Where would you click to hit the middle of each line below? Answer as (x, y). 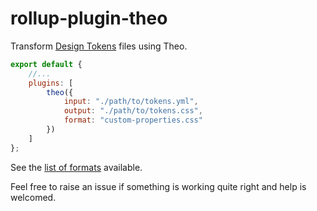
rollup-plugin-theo (89, 18)
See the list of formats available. (76, 167)
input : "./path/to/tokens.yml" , (131, 102)
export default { (46, 64)
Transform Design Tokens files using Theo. (99, 46)
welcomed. (33, 197)
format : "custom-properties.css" (133, 120)
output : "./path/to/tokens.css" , (133, 111)
